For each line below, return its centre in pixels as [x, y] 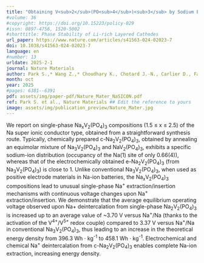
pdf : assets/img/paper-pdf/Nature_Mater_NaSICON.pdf [74, 96]
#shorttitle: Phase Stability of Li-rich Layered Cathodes [83, 35]
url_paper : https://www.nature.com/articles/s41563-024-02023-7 [89, 40]
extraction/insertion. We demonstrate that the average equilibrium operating [101, 200]
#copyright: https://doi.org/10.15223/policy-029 [70, 23]
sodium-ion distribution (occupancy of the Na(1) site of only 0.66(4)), [93, 155]
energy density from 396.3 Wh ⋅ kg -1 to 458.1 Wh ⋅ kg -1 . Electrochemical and [101, 238]
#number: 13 [21, 57]
